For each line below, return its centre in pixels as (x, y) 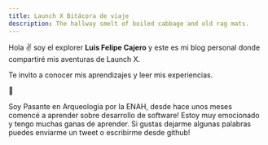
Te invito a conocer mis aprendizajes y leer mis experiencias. (111, 75)
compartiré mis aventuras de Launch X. (75, 59)
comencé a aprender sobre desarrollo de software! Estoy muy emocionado (134, 115)
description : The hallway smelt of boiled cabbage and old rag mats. (129, 24)
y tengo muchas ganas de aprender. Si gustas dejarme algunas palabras (130, 124)
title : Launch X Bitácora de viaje (69, 16)
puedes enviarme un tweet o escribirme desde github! (99, 132)
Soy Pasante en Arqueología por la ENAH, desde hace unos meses (120, 106)
